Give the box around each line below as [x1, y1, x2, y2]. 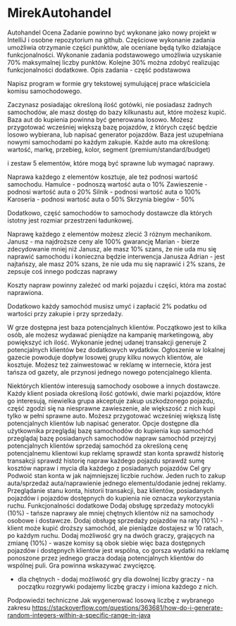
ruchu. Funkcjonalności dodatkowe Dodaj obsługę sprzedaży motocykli [7, 501, 214, 510]
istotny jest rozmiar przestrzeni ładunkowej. [7, 216, 134, 225]
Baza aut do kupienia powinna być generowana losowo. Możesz [7, 115, 194, 124]
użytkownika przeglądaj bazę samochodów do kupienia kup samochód [7, 426, 213, 434]
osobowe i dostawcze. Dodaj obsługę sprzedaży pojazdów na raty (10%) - [7, 516, 223, 525]
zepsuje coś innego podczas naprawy [7, 267, 118, 275]
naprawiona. [7, 288, 44, 296]
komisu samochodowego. [7, 87, 82, 95]
